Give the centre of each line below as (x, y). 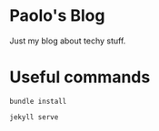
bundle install (38, 101)
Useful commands (80, 77)
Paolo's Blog (57, 16)
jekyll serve (34, 117)
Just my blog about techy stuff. (68, 41)
